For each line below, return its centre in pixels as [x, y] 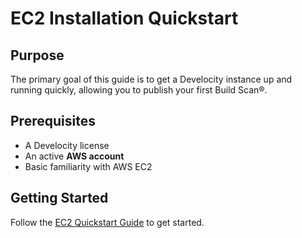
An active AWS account [74, 156]
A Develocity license [67, 145]
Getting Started [59, 198]
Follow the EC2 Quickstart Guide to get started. [107, 222]
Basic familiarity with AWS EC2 [88, 166]
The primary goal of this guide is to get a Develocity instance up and [151, 79]
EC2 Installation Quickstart [124, 18]
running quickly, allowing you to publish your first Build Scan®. [139, 90]
